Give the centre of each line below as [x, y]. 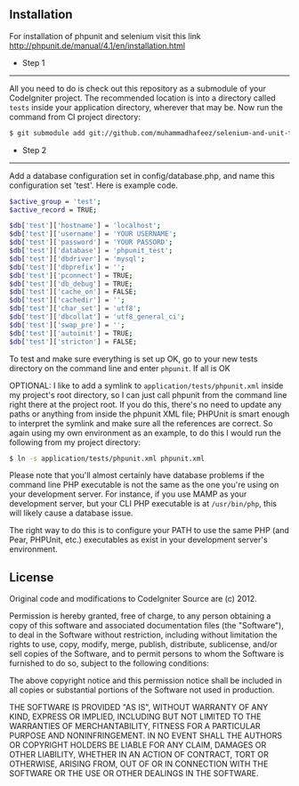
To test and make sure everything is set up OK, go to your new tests [133, 359]
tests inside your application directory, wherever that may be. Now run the [146, 107]
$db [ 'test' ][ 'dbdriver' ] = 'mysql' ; [77, 259]
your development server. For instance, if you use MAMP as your [128, 494]
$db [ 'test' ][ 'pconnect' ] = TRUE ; [71, 275]
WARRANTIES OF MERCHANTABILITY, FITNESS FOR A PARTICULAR [135, 726]
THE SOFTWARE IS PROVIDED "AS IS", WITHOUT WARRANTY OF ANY [139, 708]
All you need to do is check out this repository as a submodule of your [138, 88]
